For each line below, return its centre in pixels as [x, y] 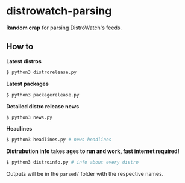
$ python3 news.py [29, 117]
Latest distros [24, 61]
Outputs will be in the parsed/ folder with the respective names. [85, 174]
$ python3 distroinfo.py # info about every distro [72, 163]
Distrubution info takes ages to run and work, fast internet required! [93, 151]
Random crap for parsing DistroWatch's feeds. [64, 28]
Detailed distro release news [43, 106]
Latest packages [28, 84]
